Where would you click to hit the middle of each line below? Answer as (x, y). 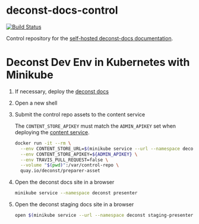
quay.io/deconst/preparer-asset (60, 171)
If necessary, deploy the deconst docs (61, 91)
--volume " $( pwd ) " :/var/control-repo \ (70, 165)
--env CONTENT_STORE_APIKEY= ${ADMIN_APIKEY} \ (79, 154)
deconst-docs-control (62, 10)
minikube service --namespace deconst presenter (76, 193)
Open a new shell (36, 103)
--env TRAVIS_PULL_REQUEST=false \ (64, 160)
